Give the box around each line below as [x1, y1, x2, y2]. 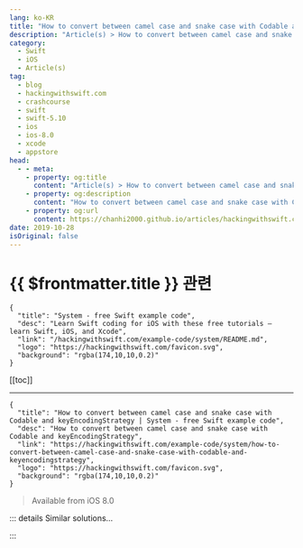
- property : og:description [25, 190, 131, 199]
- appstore [17, 147, 59, 156]
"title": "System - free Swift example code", [17, 311, 196, 320]
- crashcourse [17, 97, 70, 107]
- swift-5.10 [17, 114, 67, 123]
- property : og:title [25, 172, 106, 181]
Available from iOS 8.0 [31, 496, 115, 506]
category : [9, 38, 47, 48]
